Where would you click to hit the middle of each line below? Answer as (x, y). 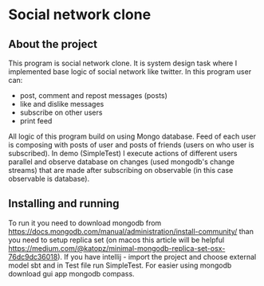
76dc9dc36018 (33, 257)
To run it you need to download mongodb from (85, 223)
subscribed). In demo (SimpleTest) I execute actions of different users (123, 153)
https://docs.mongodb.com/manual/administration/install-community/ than (131, 231)
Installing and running (64, 204)
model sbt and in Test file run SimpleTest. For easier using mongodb (120, 265)
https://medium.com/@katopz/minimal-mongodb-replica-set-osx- (117, 248)
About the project (53, 44)
